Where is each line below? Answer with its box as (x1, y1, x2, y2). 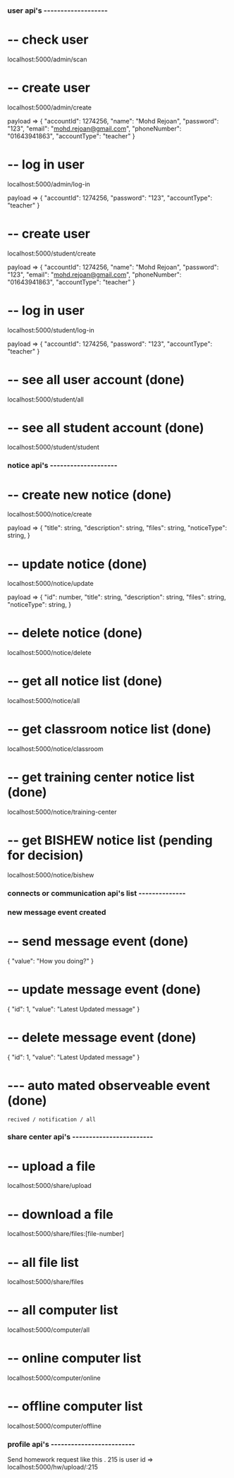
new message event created (7, 907, 106, 917)
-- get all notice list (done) (7, 673, 163, 690)
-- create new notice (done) (7, 486, 172, 503)
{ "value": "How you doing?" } (7, 956, 94, 965)
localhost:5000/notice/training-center (7, 807, 117, 817)
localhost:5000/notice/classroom (7, 745, 104, 753)
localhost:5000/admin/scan (7, 55, 87, 64)
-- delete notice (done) (7, 625, 143, 641)
